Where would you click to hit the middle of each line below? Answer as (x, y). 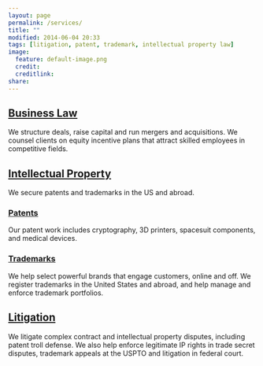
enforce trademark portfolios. (56, 293)
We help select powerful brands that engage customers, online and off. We (130, 275)
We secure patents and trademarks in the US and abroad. (102, 193)
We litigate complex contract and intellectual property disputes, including (127, 336)
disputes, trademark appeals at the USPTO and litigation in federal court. (126, 353)
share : (19, 81)
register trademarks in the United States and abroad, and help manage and (130, 284)
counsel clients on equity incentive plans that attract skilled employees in (127, 140)
